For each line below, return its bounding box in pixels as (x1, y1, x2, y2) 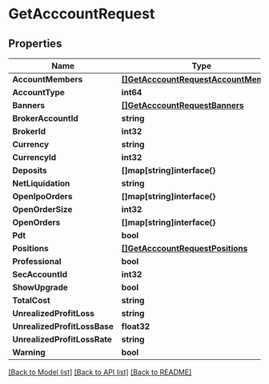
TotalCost (12, 295, 50, 306)
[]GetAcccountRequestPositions (121, 243, 248, 254)
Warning (12, 347, 46, 358)
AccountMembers (12, 74, 83, 85)
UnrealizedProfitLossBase (12, 321, 114, 332)
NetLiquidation (12, 178, 70, 189)
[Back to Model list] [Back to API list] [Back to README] (8, 367, 192, 377)
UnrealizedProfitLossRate (12, 334, 112, 345)
